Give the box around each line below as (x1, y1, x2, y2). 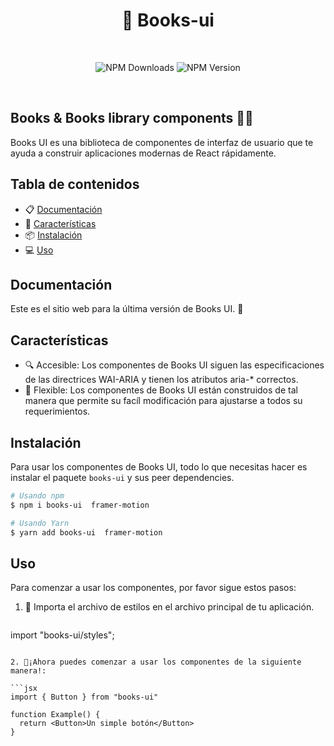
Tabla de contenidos (10, 176, 140, 193)
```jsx (10, 684, 38, 694)
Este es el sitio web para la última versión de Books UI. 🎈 (10, 303, 244, 315)
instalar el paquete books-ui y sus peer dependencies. (10, 472, 235, 483)
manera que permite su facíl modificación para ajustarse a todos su (24, 395, 303, 407)
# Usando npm (10, 491, 65, 501)
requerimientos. (24, 405, 91, 418)
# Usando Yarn (10, 518, 70, 528)
